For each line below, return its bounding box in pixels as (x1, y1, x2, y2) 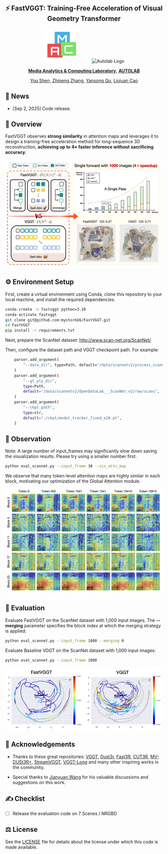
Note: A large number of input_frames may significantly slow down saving (5, 448, 157, 454)
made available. (5, 844, 37, 850)
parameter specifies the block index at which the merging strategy (24, 622, 161, 628)
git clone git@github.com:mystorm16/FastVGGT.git (5, 317, 111, 323)
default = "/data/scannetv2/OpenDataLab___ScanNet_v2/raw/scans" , (23, 389, 160, 394)
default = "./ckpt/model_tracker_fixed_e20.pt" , (23, 415, 122, 421)
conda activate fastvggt (5, 312, 57, 317)
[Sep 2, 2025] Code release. (12, 105, 71, 112)
